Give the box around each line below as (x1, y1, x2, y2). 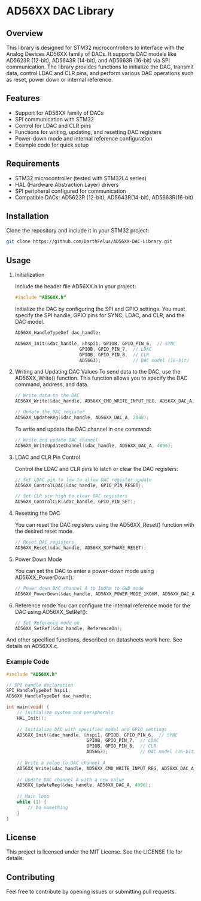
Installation (6, 211, 49, 222)
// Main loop (17, 793, 50, 799)
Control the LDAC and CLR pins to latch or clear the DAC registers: (14, 465, 179, 472)
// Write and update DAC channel (14, 437, 99, 443)
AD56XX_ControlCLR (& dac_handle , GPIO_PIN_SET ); (14, 499, 136, 505)
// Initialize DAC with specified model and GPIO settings (17, 726, 167, 732)
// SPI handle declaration (6, 682, 74, 688)
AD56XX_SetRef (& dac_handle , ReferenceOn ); (14, 625, 123, 631)
